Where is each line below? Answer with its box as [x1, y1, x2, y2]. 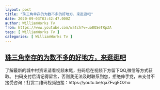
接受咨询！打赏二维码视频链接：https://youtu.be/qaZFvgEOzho [5, 79, 131, 85]
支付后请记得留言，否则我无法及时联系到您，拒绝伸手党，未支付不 [23, 73, 155, 79]
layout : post [5, 7, 32, 12]
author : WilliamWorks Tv [5, 20, 55, 26]
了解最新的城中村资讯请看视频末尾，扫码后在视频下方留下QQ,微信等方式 [5, 67, 149, 73]
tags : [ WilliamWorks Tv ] [5, 30, 60, 35]
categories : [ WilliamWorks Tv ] [5, 35, 73, 39]
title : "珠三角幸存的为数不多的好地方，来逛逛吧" [5, 12, 94, 17]
